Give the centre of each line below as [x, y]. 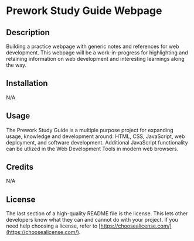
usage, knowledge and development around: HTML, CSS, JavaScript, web [96, 136]
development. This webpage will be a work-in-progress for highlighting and [97, 53]
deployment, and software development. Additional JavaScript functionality [97, 142]
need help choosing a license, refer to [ [53, 226]
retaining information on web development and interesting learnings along [95, 59]
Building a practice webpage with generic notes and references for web [93, 46]
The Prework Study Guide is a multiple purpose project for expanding [90, 130]
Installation [27, 83]
